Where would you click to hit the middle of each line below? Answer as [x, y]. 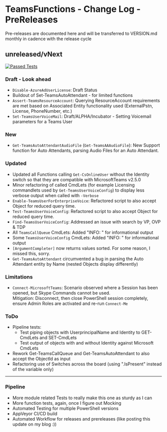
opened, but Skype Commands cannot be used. [61, 293]
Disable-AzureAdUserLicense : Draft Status [55, 90]
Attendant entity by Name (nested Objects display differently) [75, 264]
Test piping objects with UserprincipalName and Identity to [80, 332]
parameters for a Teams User [42, 122]
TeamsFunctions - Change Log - [73, 9]
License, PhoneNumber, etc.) [42, 111]
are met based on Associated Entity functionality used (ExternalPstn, [83, 106]
